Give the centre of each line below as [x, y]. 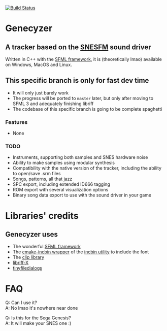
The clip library [28, 257]
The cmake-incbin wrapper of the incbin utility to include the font [81, 252]
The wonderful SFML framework [47, 247]
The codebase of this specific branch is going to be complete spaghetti [87, 109]
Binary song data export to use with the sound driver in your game [82, 195]
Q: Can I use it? [21, 303]
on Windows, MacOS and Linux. [39, 64]
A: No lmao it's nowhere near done [42, 308]
